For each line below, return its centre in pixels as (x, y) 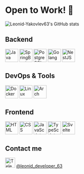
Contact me (23, 148)
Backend (19, 40)
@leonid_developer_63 (39, 166)
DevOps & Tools (30, 76)
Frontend (20, 112)
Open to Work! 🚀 (40, 10)
